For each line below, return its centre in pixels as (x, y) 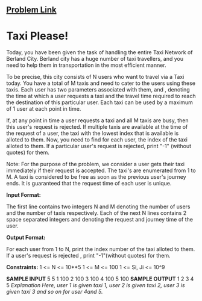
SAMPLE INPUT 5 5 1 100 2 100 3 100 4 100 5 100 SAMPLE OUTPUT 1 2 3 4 (100, 279)
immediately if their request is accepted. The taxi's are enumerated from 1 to (101, 170)
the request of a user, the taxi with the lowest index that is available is (93, 133)
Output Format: (26, 238)
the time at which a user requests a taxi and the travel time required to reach (101, 96)
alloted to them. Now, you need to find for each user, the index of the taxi (97, 140)
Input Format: (24, 195)
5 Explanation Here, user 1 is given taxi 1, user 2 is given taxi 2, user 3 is (96, 285)
